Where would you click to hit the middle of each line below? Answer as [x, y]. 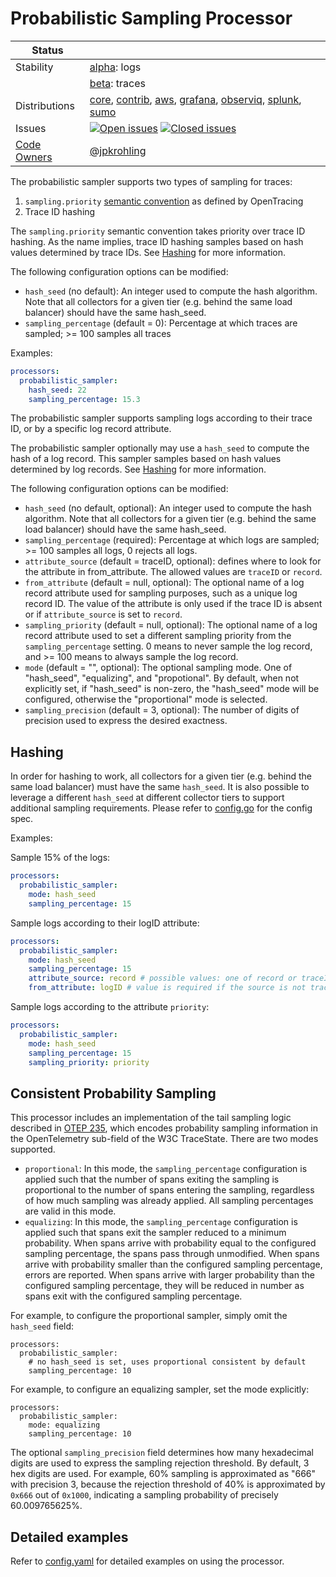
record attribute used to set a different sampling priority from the [158, 636]
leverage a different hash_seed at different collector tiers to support [147, 798]
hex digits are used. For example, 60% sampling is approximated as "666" [163, 1474]
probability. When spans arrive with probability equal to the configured [170, 1243]
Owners [34, 157]
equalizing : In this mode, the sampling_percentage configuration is [161, 1222]
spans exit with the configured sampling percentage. [133, 1296]
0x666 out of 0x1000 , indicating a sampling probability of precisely [144, 1495]
